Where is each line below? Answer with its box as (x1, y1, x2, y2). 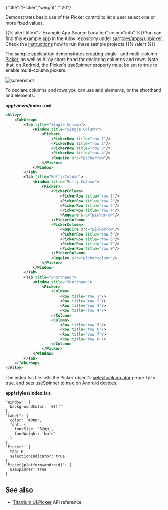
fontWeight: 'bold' (14, 431, 56, 437)
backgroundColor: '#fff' (10, 404, 63, 409)
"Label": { (5, 413, 29, 419)
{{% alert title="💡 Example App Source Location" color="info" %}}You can (5, 30, 162, 35)
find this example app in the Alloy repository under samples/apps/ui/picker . (5, 35, 163, 42)
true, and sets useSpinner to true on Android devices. (5, 380, 118, 386)
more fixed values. (5, 20, 44, 26)
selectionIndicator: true (10, 454, 65, 459)
